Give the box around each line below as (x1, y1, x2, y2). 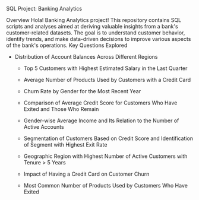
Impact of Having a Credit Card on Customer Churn (23, 170, 150, 177)
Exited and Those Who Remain (23, 106, 99, 112)
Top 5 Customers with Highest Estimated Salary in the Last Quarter (23, 65, 188, 72)
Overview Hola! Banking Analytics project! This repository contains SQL (6, 17, 182, 23)
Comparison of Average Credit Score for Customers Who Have (23, 99, 178, 106)
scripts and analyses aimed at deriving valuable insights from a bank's (6, 23, 178, 30)
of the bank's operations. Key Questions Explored (6, 42, 128, 49)
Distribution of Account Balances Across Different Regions (14, 53, 159, 60)
